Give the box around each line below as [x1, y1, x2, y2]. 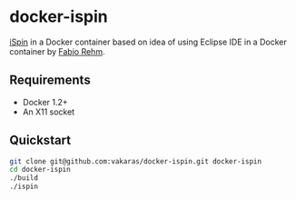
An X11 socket [22, 106, 75, 117]
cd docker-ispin [9, 165, 71, 175]
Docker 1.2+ [22, 96, 68, 107]
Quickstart [9, 133, 72, 148]
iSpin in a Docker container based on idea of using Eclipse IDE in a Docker [9, 36, 288, 47]
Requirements [9, 73, 91, 88]
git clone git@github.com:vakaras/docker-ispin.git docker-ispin [9, 156, 261, 165]
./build [9, 174, 39, 183]
